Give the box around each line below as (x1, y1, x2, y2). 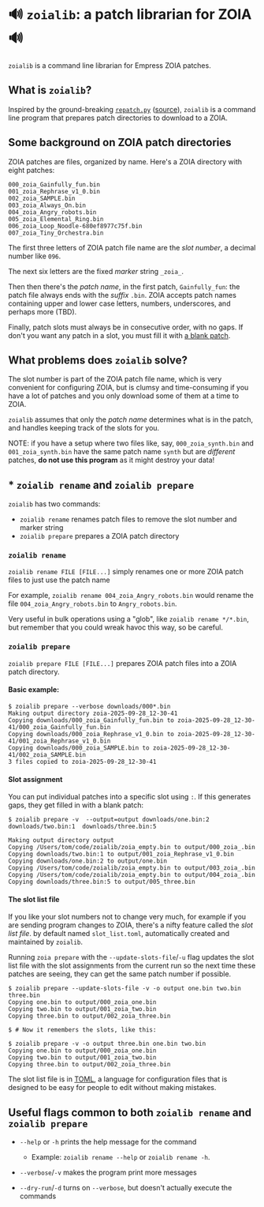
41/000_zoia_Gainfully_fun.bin (8, 723, 111, 731)
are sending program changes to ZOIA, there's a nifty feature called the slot (8, 920, 254, 930)
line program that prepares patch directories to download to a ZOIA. (8, 113, 229, 122)
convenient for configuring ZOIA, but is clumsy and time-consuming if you (8, 383, 249, 393)
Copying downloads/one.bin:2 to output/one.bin (8, 857, 168, 865)
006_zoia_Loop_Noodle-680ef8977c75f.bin (8, 222, 143, 230)
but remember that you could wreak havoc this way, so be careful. (8, 622, 223, 632)
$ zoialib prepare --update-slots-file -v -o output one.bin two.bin (8, 984, 242, 993)
